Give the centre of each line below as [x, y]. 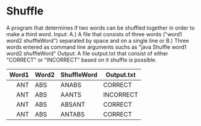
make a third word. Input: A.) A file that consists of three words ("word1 [94, 34]
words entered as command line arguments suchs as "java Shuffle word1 [96, 47]
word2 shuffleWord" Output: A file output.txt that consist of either [87, 53]
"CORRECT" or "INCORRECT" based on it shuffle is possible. [82, 60]
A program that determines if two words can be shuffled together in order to [100, 28]
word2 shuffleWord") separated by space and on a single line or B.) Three [98, 40]
